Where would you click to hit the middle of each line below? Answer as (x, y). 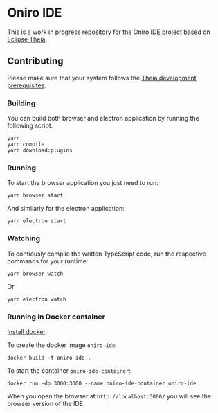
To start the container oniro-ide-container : (69, 370)
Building (21, 103)
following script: (30, 125)
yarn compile (26, 144)
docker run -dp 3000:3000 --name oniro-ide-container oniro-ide (102, 383)
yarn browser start (35, 195)
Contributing (35, 61)
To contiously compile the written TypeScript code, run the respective (107, 254)
